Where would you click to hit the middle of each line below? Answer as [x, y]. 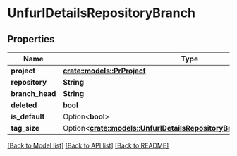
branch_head [34, 94]
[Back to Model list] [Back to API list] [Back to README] [88, 145]
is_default [28, 116]
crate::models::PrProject [104, 71]
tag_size [25, 128]
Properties [31, 39]
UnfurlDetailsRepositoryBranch [102, 13]
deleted [24, 105]
